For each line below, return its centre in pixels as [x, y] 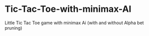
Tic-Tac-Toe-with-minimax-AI [68, 9]
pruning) [13, 28]
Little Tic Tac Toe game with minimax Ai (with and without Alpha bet [74, 23]
